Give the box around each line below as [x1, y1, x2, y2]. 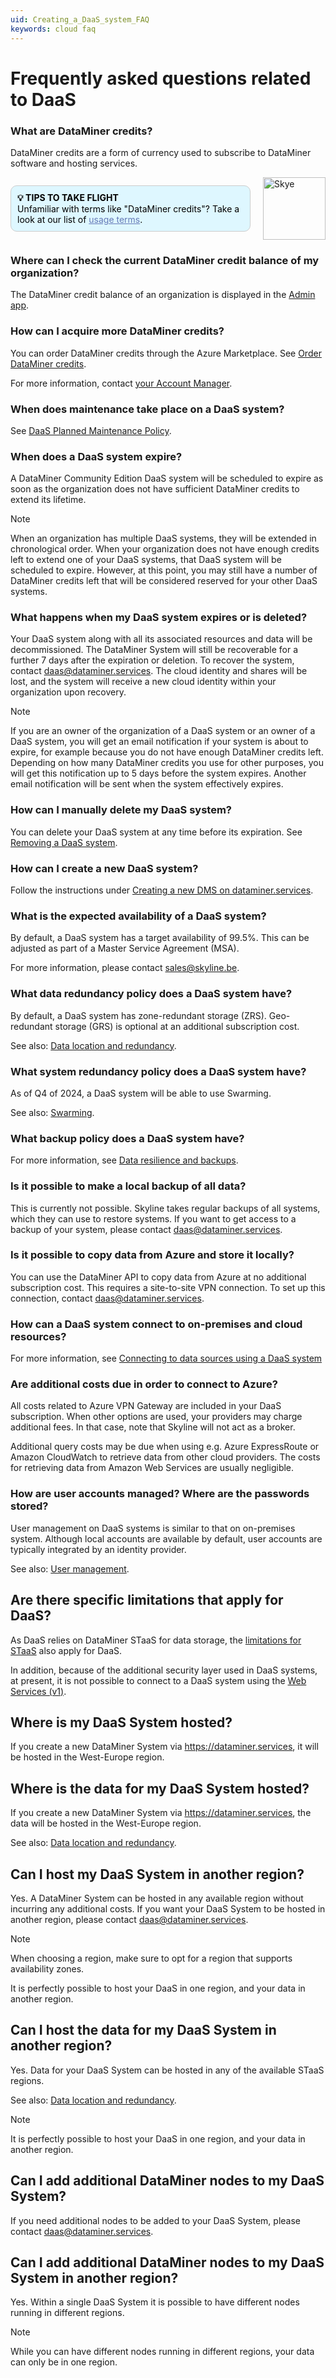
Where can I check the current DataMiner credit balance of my [10, 253, 320, 267]
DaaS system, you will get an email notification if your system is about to [10, 736, 309, 748]
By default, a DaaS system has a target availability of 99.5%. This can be [10, 932, 310, 944]
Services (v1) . [10, 1685, 67, 1697]
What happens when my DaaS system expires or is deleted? [10, 611, 308, 625]
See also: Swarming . [10, 1106, 95, 1118]
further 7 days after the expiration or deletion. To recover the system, [10, 654, 295, 666]
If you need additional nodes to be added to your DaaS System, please [10, 2214, 302, 2226]
